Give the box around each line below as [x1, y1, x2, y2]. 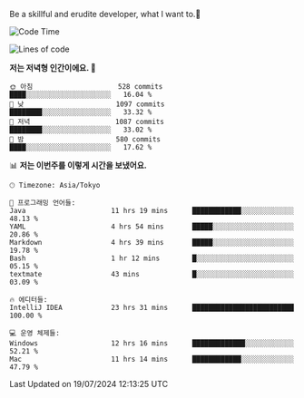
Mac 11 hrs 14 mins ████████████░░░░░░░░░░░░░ [9, 354, 295, 364]
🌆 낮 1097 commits [9, 100, 165, 109]
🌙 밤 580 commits [9, 135, 162, 144]
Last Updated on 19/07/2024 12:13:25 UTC [9, 379, 169, 389]
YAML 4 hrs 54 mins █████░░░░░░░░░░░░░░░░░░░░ [9, 222, 295, 231]
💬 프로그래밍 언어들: [9, 199, 76, 208]
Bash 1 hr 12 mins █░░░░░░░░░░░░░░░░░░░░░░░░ [9, 254, 295, 263]
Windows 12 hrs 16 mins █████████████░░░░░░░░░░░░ [9, 339, 295, 348]
